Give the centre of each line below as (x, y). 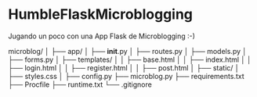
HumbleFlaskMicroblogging (101, 14)
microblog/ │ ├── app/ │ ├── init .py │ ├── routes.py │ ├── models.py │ (128, 51)
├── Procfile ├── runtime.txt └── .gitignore (80, 84)
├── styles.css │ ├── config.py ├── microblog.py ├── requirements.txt (126, 76)
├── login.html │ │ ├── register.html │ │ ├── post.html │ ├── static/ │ (124, 67)
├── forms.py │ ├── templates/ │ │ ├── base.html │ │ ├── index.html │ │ (130, 59)
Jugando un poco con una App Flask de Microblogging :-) (102, 36)
